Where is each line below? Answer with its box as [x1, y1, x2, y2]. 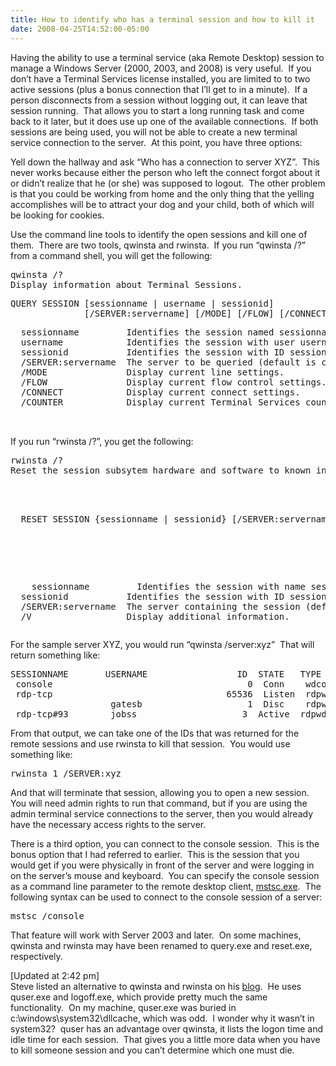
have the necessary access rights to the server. [10, 818, 207, 830]
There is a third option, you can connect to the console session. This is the [10, 837, 320, 850]
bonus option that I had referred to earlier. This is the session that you [10, 848, 300, 860]
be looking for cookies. [10, 209, 105, 221]
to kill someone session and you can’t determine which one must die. [10, 1044, 295, 1056]
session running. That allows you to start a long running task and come [10, 104, 305, 116]
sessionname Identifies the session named [20, 326, 275, 338]
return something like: [10, 649, 101, 661]
